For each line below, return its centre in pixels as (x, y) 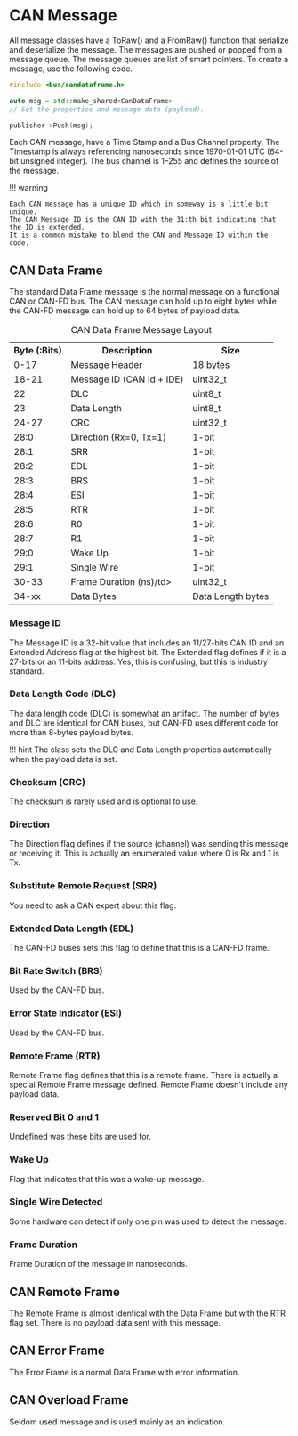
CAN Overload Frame (69, 1400)
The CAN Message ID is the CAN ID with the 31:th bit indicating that (143, 220)
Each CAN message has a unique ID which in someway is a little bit (139, 204)
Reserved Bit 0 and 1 (54, 1116)
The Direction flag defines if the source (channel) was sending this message (149, 844)
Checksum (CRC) (48, 782)
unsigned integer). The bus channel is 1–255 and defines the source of (150, 161)
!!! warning (29, 188)
